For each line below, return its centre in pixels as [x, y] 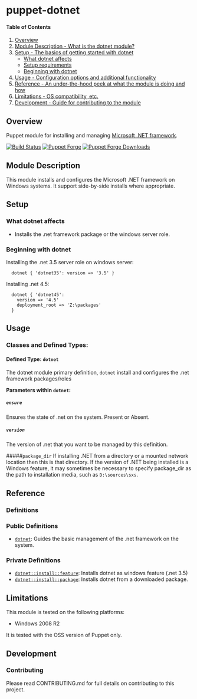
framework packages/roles [39, 379]
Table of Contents [29, 27]
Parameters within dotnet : [39, 390]
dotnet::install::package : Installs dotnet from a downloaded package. [101, 579]
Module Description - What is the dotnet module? [74, 46]
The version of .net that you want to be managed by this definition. [87, 444]
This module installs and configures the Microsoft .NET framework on [91, 180]
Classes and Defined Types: [47, 345]
